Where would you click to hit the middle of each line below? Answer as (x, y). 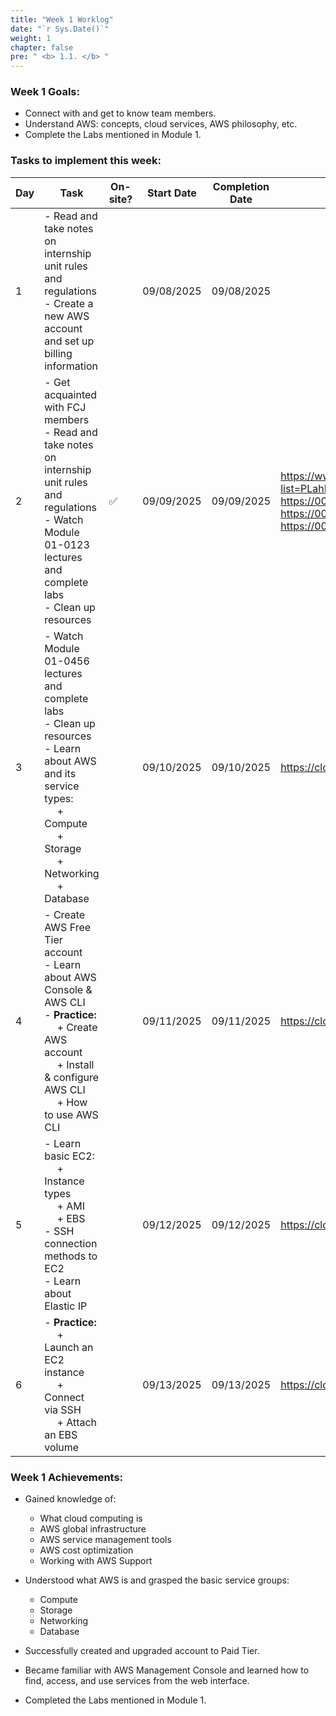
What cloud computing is (91, 1518)
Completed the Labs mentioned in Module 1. (115, 1700)
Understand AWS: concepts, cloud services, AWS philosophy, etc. (161, 124)
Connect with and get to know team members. (120, 113)
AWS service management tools (105, 1540)
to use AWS (71, 1114)
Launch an (69, 1347)
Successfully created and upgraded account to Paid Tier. (142, 1651)
